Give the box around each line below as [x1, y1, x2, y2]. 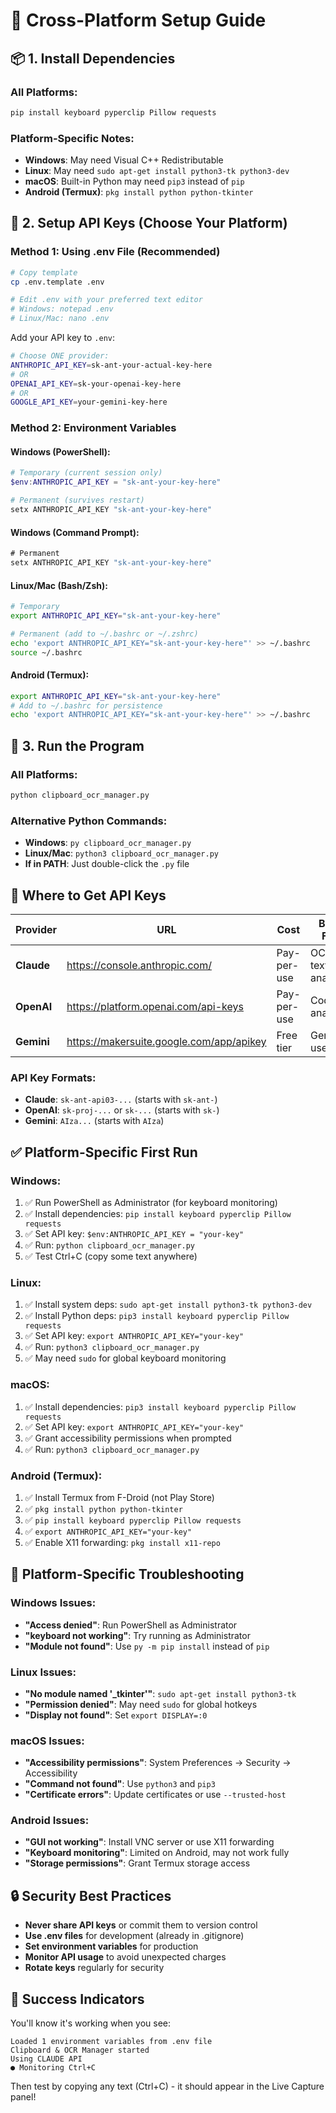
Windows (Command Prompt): [10, 526, 140, 538]
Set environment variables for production [24, 1940, 199, 1953]
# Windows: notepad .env [10, 304, 114, 314]
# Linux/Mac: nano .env [10, 314, 110, 324]
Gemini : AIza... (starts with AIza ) [24, 1115, 165, 1127]
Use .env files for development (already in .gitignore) [24, 1930, 245, 1942]
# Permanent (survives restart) [10, 495, 145, 506]
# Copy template [10, 267, 78, 278]
